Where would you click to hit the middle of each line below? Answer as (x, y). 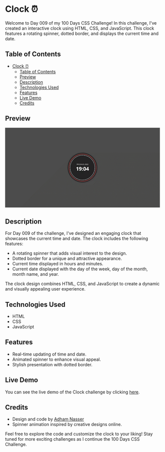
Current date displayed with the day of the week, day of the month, (80, 269)
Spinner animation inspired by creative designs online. (67, 424)
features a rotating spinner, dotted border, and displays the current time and (82, 33)
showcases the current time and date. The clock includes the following (77, 239)
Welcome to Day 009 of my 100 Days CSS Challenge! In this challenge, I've (81, 23)
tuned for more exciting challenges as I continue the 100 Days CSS (72, 439)
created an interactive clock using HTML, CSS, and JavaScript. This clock (80, 28)
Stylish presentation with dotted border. (52, 364)
